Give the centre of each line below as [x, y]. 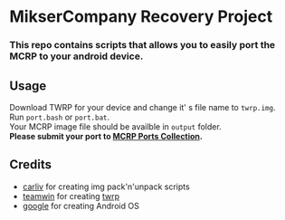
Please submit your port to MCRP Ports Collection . [106, 136]
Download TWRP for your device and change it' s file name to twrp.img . [142, 107]
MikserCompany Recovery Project [141, 17]
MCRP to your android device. [76, 56]
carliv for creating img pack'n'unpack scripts [106, 187]
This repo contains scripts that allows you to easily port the [142, 45]
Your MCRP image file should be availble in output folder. [115, 126]
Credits [31, 165]
